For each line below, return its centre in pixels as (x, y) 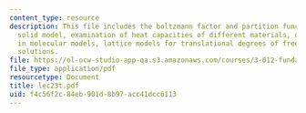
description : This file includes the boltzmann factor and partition (144, 26)
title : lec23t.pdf (44, 86)
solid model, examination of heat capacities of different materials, (154, 35)
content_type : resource (55, 18)
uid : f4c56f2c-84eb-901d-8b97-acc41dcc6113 (93, 94)
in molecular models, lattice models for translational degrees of (148, 43)
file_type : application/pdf (63, 69)
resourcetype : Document (55, 77)
